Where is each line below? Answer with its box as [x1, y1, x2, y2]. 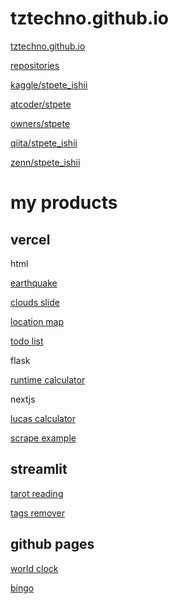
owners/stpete [10, 117, 71, 129]
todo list [10, 335, 44, 347]
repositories [10, 59, 60, 71]
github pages [10, 536, 95, 553]
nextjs [10, 393, 36, 405]
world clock [10, 562, 59, 574]
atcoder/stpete [10, 98, 72, 110]
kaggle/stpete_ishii [10, 78, 88, 91]
